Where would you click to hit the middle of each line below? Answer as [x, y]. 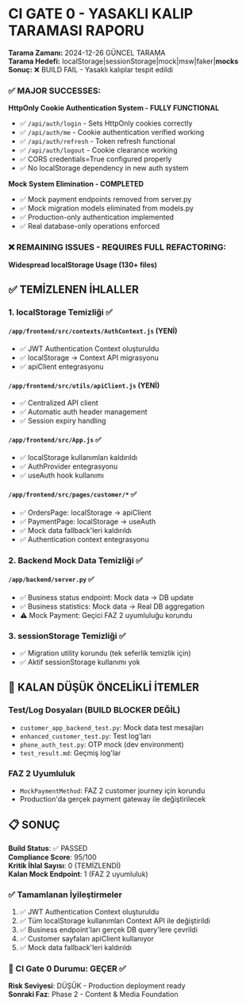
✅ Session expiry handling [63, 421]
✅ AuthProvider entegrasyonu [69, 466]
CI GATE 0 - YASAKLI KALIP [101, 14]
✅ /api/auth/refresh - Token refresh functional [98, 141]
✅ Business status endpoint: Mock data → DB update [107, 597]
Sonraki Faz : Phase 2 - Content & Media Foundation [93, 995]
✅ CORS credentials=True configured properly [96, 159]
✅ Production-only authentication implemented [97, 217]
